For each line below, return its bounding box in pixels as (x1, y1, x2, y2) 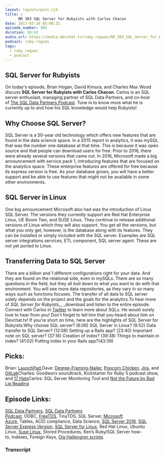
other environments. (5, 179, 46, 185)
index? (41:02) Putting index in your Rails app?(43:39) (5, 338, 114, 344)
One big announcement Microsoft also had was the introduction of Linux (5, 206, 152, 212)
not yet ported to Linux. (5, 242, 53, 248)
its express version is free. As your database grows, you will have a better (5, 169, 155, 174)
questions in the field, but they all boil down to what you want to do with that (5, 280, 160, 286)
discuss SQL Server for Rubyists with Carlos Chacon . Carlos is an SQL (5, 89, 150, 95)
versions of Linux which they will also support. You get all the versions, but (5, 222, 156, 228)
